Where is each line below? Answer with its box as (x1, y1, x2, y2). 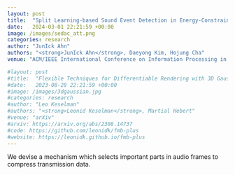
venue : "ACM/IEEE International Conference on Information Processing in (7, 56, 227, 63)
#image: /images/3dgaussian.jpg (7, 88, 101, 95)
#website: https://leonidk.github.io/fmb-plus (7, 134, 145, 141)
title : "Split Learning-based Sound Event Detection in (7, 17, 177, 24)
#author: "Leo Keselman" (7, 101, 80, 108)
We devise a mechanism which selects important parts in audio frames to (7, 153, 219, 161)
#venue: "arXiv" (7, 114, 55, 121)
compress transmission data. (7, 160, 91, 169)
